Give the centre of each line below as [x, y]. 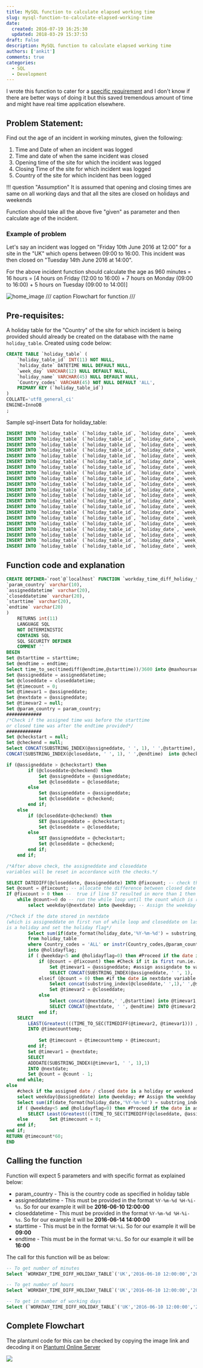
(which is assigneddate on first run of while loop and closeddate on [97, 922]
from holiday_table [53, 939]
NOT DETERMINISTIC [40, 630]
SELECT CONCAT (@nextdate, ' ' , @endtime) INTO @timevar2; [124, 1006]
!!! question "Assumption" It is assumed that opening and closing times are [99, 187]
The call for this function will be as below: [58, 1257]
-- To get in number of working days [54, 1302]
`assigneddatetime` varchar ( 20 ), [48, 590]
